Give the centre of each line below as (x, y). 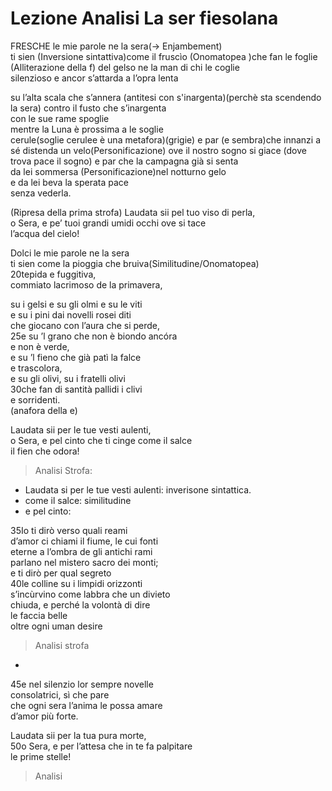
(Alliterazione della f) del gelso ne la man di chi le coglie (125, 67)
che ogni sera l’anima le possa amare (86, 705)
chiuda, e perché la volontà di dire (80, 604)
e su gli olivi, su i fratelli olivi (68, 378)
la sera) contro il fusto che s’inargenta (88, 108)
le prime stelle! (41, 756)
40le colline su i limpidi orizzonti (76, 583)
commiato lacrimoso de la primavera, (86, 284)
